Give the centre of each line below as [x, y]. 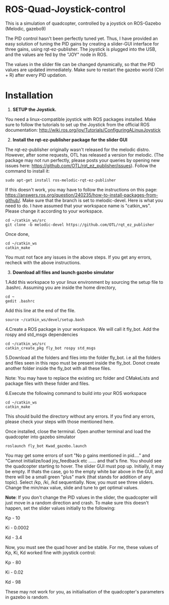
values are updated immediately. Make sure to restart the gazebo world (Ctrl [84, 70]
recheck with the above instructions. [43, 262]
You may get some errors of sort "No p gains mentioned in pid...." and [78, 455]
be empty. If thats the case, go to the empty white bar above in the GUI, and [84, 471]
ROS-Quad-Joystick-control [65, 9]
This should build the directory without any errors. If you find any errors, [80, 416]
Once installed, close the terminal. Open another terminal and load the [78, 431]
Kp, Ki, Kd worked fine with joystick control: [50, 552]
